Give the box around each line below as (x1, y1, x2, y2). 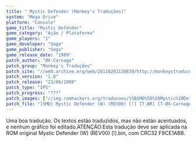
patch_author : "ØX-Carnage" (6, 57, 75, 63)
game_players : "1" (6, 36, 51, 41)
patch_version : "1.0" (6, 74, 59, 79)
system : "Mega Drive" (6, 14, 59, 20)
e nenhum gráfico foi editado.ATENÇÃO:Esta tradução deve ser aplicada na (6, 123, 188, 130)
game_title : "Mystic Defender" (6, 25, 82, 31)
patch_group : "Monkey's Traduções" (6, 63, 93, 69)
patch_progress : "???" (6, 90, 61, 96)
